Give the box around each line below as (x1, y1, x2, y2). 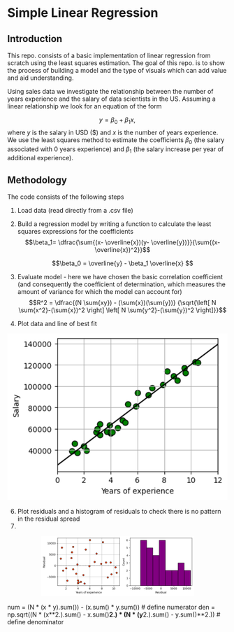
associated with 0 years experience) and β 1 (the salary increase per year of (7, 145, 224, 155)
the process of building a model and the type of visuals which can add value (7, 66, 227, 74)
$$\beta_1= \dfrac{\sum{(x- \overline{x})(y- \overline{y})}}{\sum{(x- (24, 238, 221, 246)
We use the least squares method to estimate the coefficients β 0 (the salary (7, 135, 225, 146)
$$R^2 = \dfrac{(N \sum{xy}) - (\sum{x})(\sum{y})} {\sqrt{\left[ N (29, 299, 217, 307)
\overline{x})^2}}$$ (94, 246, 151, 254)
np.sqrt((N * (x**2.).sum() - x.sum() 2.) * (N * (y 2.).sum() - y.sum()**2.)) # (7, 610, 221, 619)
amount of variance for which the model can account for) (17, 288, 183, 296)
